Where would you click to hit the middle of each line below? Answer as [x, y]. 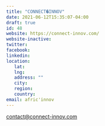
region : [23, 89]
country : [25, 94]
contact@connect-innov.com [42, 117]
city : [21, 83]
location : [18, 61]
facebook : [18, 50]
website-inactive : [29, 39]
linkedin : [18, 56]
